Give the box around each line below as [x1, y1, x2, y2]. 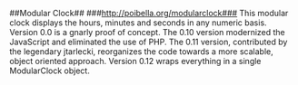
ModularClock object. [9, 65, 91, 76]
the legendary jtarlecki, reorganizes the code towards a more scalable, [9, 46, 274, 57]
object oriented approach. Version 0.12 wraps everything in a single [9, 56, 262, 66]
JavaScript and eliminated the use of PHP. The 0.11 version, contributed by [9, 36, 288, 47]
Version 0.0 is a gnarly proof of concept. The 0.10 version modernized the [9, 27, 286, 37]
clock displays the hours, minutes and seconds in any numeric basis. [9, 17, 267, 28]
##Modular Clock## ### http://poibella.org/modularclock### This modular [9, 8, 289, 18]
